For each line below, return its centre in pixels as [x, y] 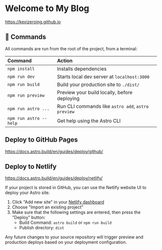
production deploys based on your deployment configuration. [66, 242]
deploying [68, 98]
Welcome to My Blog [47, 8]
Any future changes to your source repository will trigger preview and [74, 237]
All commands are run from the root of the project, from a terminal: [71, 48]
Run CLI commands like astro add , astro [103, 106]
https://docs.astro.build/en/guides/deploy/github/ [54, 151]
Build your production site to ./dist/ [98, 84]
